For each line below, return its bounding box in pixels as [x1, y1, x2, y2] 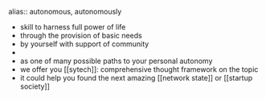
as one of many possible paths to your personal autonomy [19, 56, 213, 65]
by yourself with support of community [19, 39, 149, 49]
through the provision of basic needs [19, 31, 142, 40]
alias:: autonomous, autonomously [8, 7, 122, 16]
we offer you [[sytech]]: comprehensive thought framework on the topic [19, 65, 259, 74]
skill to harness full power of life [19, 22, 126, 31]
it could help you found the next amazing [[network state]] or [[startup [19, 73, 253, 82]
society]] [19, 81, 51, 91]
